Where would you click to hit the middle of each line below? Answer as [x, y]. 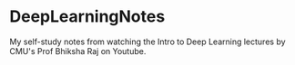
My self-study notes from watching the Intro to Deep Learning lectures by [147, 42]
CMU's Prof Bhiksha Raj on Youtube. [78, 51]
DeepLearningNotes [87, 17]
